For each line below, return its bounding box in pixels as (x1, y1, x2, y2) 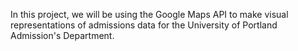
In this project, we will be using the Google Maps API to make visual (10, 9, 289, 20)
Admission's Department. (10, 30, 115, 41)
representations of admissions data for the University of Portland (10, 19, 278, 31)
